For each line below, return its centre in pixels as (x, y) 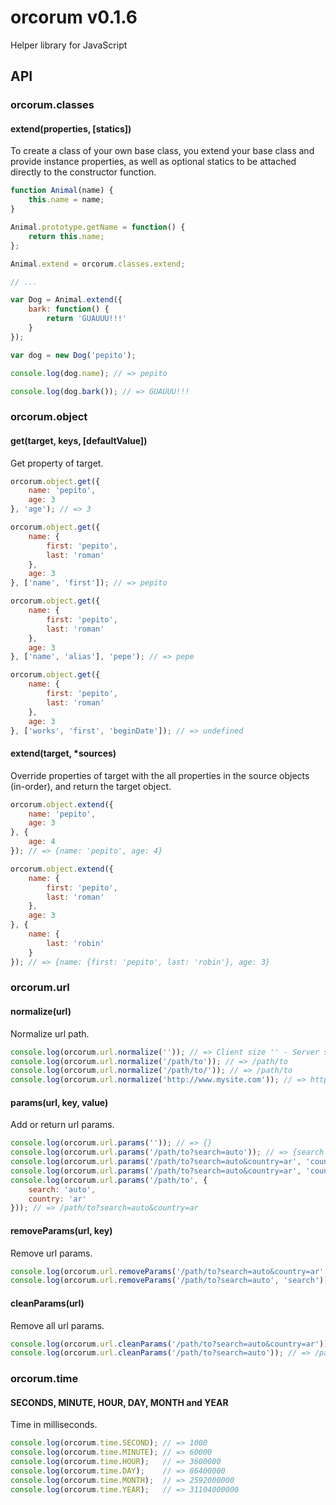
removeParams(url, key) (61, 1230)
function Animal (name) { (62, 191)
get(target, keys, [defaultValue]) (79, 440)
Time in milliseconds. (54, 1425)
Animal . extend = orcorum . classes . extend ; (98, 264)
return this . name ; (66, 236)
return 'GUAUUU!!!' (87, 319)
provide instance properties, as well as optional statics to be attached (153, 162)
